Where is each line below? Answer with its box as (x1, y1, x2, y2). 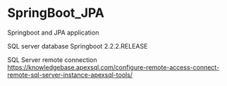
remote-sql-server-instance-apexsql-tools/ (7, 70, 133, 79)
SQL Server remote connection (7, 55, 97, 64)
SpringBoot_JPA (7, 5, 104, 21)
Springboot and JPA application (7, 28, 99, 37)
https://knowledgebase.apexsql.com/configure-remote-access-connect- (7, 63, 220, 71)
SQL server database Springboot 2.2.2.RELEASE (7, 42, 148, 50)
